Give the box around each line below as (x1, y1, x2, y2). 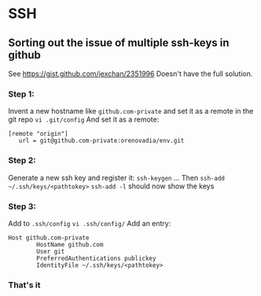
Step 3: (8, 201, 37, 212)
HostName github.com (36, 240, 104, 248)
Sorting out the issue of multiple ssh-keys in (8, 36, 230, 49)
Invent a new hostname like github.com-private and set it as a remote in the (8, 107, 254, 116)
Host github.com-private (8, 233, 90, 242)
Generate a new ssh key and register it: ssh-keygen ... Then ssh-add (8, 173, 226, 182)
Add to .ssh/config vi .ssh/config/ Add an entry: (8, 218, 171, 228)
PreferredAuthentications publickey (36, 254, 156, 262)
